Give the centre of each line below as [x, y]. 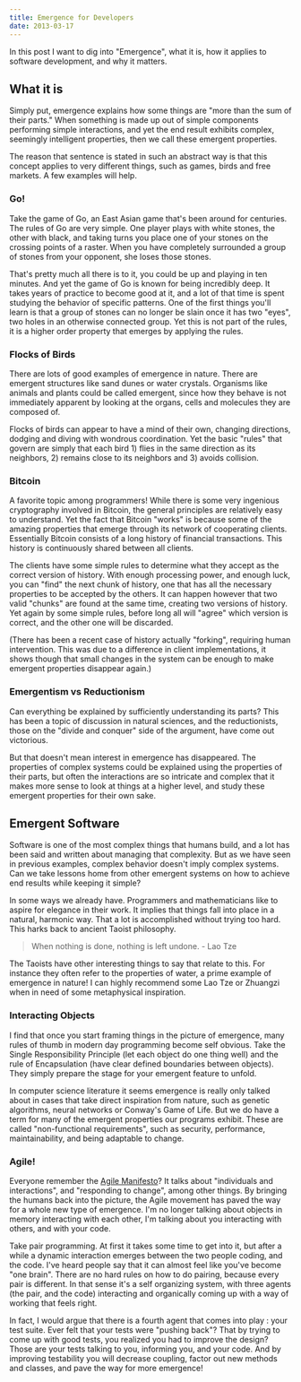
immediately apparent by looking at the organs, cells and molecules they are [150, 402]
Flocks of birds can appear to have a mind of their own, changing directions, [150, 429]
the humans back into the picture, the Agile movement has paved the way [145, 1200]
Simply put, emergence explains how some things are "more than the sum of [150, 111]
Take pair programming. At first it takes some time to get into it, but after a [146, 1246]
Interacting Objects [52, 1015]
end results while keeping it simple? [75, 883]
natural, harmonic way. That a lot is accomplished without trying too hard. [145, 920]
